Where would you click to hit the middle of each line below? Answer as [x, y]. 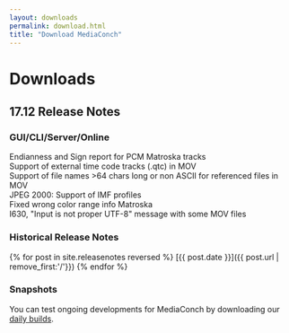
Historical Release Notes [64, 237]
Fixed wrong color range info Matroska [81, 205]
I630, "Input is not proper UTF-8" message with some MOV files [128, 214]
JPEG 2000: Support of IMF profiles [75, 195]
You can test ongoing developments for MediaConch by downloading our [144, 309]
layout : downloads [44, 18]
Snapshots [34, 290]
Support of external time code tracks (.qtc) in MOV [103, 166]
